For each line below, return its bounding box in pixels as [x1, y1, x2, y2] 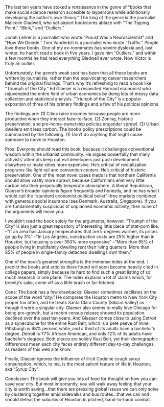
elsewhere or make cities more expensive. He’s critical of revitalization [5, 162, 147, 168]
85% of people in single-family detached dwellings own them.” [5, 249, 132, 255]
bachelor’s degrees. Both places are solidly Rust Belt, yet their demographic [5, 336, 158, 342]
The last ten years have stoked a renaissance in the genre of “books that [5, 4, 152, 10]
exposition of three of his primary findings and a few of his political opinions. [5, 101, 160, 107]
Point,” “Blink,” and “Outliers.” [5, 25, 65, 31]
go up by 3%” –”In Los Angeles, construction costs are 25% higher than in [5, 234, 155, 239]
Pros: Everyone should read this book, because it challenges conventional [5, 146, 154, 152]
